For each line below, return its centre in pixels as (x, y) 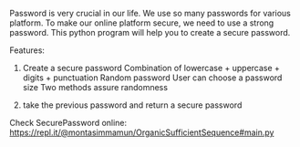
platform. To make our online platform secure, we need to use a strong (142, 23)
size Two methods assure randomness (95, 87)
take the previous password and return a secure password (132, 105)
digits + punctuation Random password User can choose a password (152, 78)
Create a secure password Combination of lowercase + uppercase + (151, 68)
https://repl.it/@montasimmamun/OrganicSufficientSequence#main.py (142, 132)
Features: (27, 50)
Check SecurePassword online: (68, 123)
